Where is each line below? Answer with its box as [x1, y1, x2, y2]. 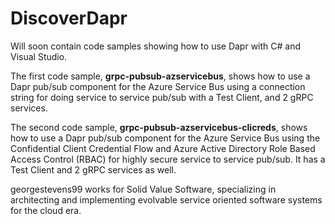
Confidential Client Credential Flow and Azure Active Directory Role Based [10, 142, 316, 154]
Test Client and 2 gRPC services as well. [10, 163, 177, 176]
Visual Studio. [10, 50, 68, 62]
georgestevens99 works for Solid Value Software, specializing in [10, 183, 277, 195]
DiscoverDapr [10, 7, 128, 30]
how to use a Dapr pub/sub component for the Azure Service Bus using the [10, 132, 321, 144]
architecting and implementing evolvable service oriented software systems [10, 193, 323, 206]
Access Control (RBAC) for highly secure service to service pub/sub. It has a [10, 153, 326, 165]
